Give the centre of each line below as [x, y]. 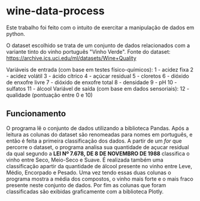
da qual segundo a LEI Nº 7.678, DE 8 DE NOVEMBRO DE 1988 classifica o [98, 153]
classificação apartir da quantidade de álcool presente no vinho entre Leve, [99, 166]
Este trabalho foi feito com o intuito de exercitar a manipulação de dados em [100, 27]
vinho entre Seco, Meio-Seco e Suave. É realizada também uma [85, 160]
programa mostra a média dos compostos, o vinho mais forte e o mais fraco [100, 179]
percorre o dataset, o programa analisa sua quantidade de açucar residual [98, 147]
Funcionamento [36, 114]
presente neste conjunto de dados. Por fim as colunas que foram [86, 185]
